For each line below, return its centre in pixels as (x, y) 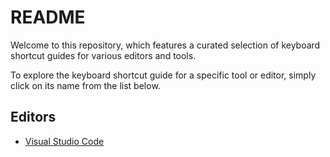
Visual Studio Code (64, 141)
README (48, 17)
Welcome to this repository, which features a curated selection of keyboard (165, 45)
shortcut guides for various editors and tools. (103, 55)
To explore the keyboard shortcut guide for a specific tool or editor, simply (163, 75)
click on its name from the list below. (85, 85)
